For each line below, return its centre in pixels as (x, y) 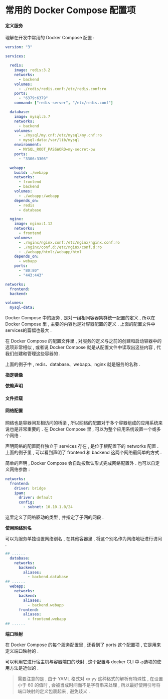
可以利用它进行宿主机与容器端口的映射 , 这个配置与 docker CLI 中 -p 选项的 (81, 662)
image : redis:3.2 (32, 70)
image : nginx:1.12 (33, 224)
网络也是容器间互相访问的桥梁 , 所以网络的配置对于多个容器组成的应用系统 (82, 423)
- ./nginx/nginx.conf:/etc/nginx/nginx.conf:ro (69, 242)
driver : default (35, 498)
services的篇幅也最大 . (28, 330)
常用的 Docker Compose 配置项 (71, 10)
